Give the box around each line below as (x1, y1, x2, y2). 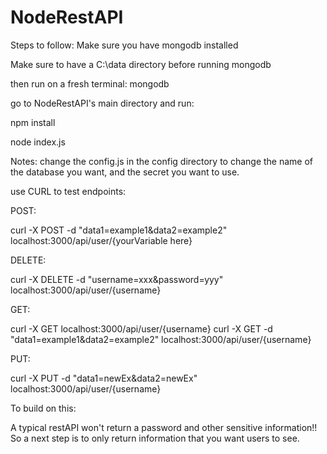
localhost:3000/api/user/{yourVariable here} (10, 234, 193, 246)
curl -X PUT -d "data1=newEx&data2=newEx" (10, 372, 198, 384)
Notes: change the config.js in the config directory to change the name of (10, 155, 314, 167)
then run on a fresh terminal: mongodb (10, 77, 170, 90)
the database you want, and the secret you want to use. (10, 166, 240, 178)
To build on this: (10, 402, 77, 414)
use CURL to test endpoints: (10, 185, 127, 197)
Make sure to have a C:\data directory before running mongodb (10, 58, 272, 70)
